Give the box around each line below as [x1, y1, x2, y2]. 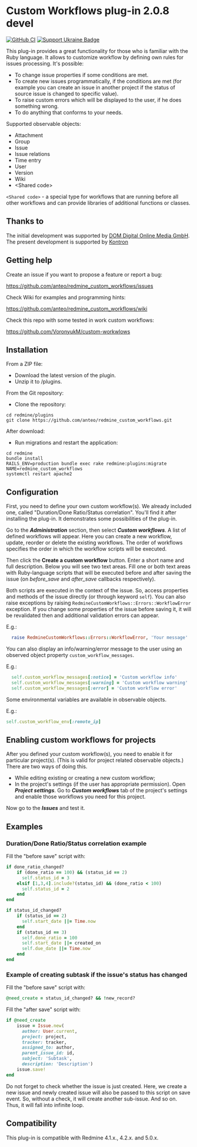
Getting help [6, 255, 52, 265]
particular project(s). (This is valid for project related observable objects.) [6, 757, 184, 764]
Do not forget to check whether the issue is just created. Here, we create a [6, 1082, 187, 1089]
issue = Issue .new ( [16, 1022, 65, 1029]
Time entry [14, 156, 41, 164]
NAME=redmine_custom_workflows [6, 466, 83, 472]
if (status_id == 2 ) [16, 913, 67, 919]
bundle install [6, 456, 44, 462]
